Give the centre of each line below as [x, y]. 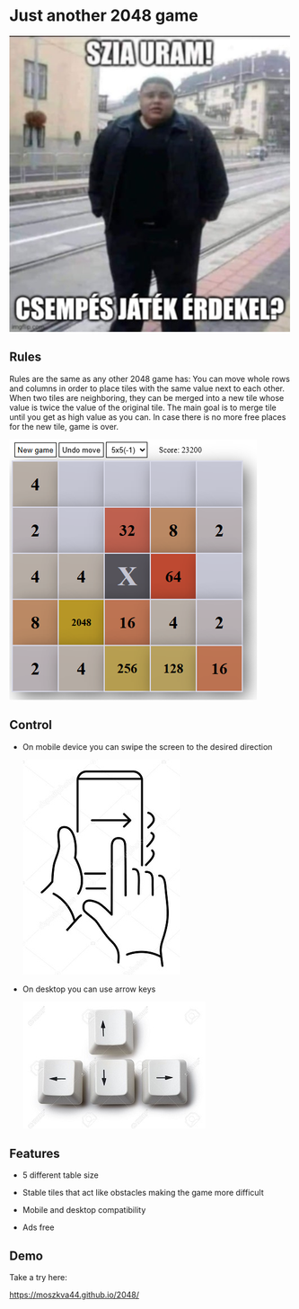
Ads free [38, 1227]
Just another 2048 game [104, 16]
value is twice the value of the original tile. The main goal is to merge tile [143, 407]
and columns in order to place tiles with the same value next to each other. [147, 388]
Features [35, 1153]
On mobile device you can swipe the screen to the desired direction [147, 746]
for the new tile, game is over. [64, 426]
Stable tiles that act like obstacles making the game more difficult [143, 1193]
